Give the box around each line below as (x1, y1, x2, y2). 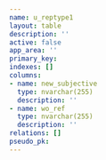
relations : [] (9, 129, 62, 138)
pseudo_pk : (9, 137, 50, 146)
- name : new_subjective (9, 79, 98, 88)
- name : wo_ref (9, 104, 66, 113)
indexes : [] (9, 63, 53, 72)
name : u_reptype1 (9, 12, 74, 22)
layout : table (9, 21, 62, 30)
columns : (9, 71, 42, 80)
